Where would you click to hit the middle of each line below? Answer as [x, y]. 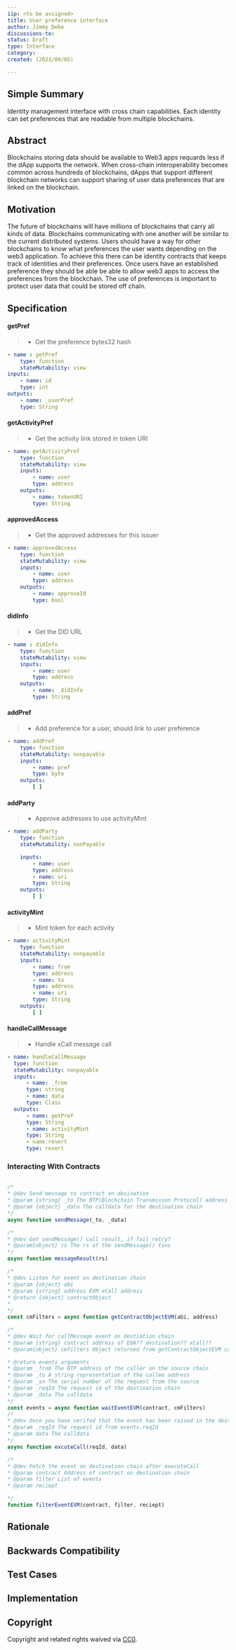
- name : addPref [31, 741]
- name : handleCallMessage [47, 1057]
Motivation [32, 209]
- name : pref [52, 767]
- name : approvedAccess [42, 548]
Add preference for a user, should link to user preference [117, 729]
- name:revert [47, 1142]
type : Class [43, 1103]
